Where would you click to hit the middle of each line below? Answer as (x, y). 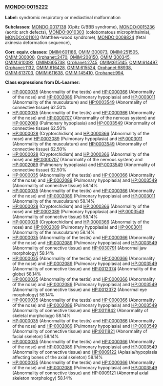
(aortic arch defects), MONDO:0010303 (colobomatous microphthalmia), (78, 32)
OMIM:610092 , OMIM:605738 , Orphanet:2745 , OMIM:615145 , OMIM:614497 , (82, 63)
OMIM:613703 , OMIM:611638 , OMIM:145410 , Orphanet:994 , (65, 73)
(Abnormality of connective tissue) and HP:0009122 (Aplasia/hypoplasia (85, 352)
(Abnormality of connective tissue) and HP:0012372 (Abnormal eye (80, 289)
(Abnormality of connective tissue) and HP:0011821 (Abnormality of (80, 331)
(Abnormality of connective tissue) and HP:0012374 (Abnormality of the (84, 269)
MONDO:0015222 (27, 7)
